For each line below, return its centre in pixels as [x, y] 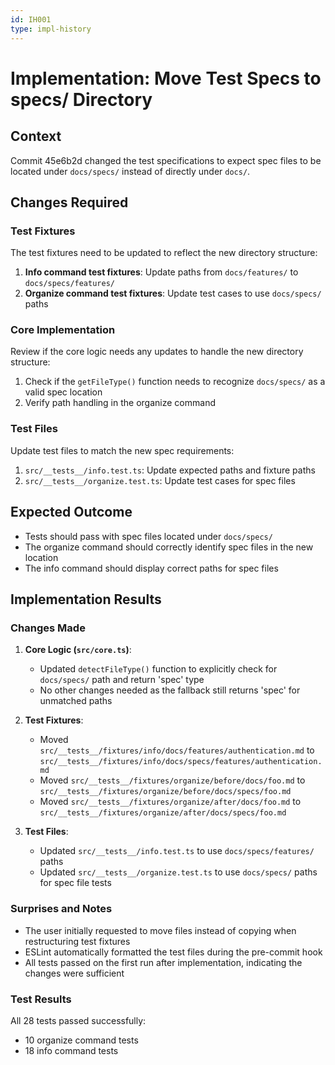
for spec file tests [75, 883]
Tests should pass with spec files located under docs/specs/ [148, 536]
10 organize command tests [81, 1040]
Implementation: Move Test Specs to [166, 78]
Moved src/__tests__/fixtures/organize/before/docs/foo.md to [172, 780]
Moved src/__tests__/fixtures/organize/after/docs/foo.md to [170, 802]
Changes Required [69, 202]
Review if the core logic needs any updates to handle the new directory [157, 352]
